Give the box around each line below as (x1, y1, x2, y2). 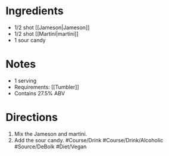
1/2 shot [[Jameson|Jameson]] (14, 24, 90, 31)
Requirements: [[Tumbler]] (14, 83, 80, 91)
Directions (5, 111, 58, 124)
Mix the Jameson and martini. (14, 130, 87, 138)
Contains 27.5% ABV (14, 89, 65, 96)
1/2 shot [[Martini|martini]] (14, 30, 79, 37)
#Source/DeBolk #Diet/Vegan (14, 143, 87, 150)
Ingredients (5, 4, 64, 18)
